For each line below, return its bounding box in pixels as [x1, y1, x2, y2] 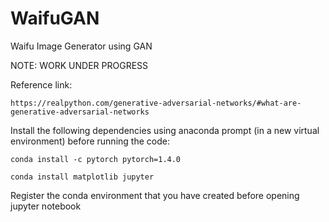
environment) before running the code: [10, 135, 170, 147]
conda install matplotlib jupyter [10, 172, 155, 182]
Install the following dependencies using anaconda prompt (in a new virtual [10, 124, 320, 136]
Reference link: [10, 78, 73, 91]
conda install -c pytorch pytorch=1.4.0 [10, 154, 182, 164]
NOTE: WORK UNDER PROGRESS [10, 59, 149, 71]
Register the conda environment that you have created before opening [10, 189, 300, 201]
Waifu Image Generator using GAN [10, 40, 153, 52]
